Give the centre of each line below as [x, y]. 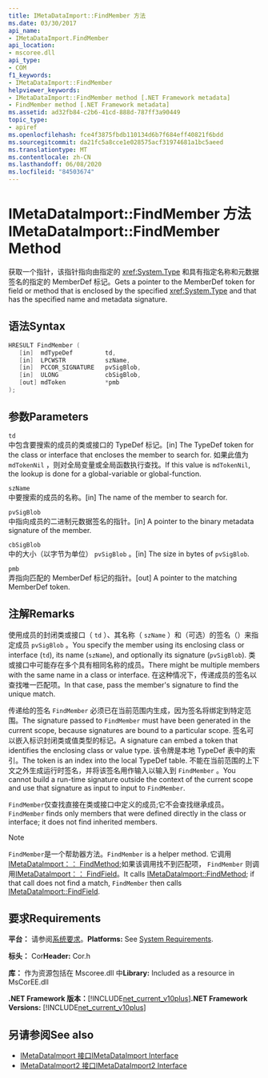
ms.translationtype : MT [48, 150]
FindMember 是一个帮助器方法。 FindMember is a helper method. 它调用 [120, 854]
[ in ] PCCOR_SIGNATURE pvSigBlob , [80, 368]
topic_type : [28, 120]
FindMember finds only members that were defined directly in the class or [127, 813]
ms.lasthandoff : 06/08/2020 [55, 165]
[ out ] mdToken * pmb [69, 383]
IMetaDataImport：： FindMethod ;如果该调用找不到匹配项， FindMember [126, 864]
